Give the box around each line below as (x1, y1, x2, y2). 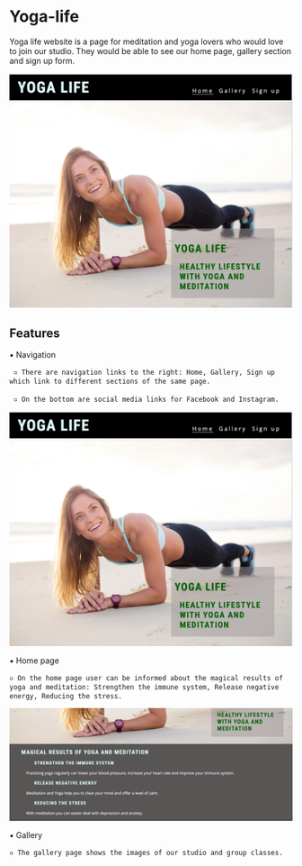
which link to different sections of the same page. (9, 377, 211, 387)
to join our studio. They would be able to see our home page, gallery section (9, 45, 292, 56)
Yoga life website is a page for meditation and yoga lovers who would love (9, 36, 284, 47)
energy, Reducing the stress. (9, 691, 123, 700)
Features (9, 325, 60, 341)
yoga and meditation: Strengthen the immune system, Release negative (9, 682, 280, 691)
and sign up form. (9, 55, 75, 66)
